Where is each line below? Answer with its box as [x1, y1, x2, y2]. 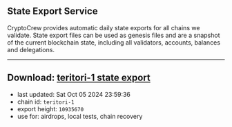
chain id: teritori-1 [17, 97, 75, 106]
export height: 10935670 [17, 104, 84, 113]
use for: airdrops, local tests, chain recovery [17, 112, 143, 120]
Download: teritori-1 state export [7, 72, 151, 84]
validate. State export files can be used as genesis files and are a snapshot [7, 31, 220, 39]
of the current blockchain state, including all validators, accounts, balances [7, 38, 221, 47]
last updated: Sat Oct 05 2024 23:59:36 [17, 90, 131, 98]
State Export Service [7, 5, 98, 17]
